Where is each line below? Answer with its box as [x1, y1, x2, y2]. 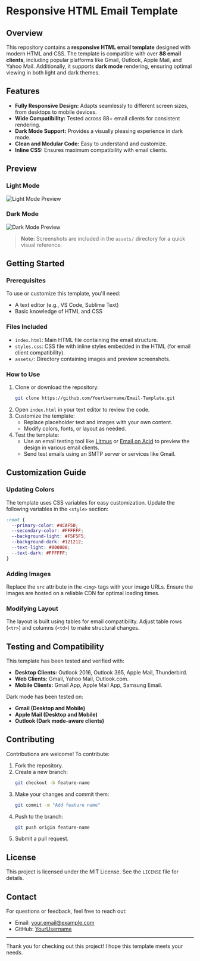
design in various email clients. [23, 444, 100, 451]
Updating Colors [6, 486, 55, 494]
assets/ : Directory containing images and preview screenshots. [14, 355, 171, 362]
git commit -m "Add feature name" [14, 802, 101, 808]
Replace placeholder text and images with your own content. [23, 418, 173, 425]
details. [6, 875, 24, 882]
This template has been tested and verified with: [6, 657, 125, 665]
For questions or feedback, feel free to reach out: [6, 907, 127, 915]
